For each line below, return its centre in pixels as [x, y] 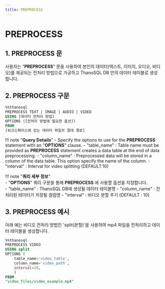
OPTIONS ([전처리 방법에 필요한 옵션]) [40, 122]
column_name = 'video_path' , [42, 263]
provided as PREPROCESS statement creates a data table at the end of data [82, 150]
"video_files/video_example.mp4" [40, 282]
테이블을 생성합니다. [29, 231]
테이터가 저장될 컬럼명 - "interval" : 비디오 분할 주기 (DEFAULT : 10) [84, 195]
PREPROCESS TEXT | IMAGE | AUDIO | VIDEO [48, 112]
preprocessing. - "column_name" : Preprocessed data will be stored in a [79, 156]
